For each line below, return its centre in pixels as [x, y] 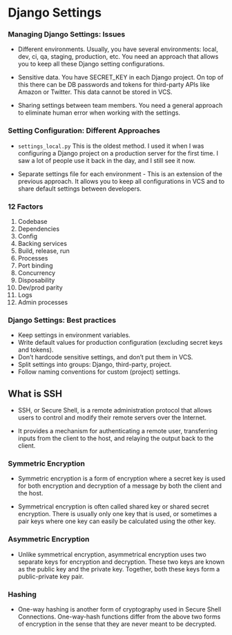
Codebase [32, 222]
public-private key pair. [51, 576]
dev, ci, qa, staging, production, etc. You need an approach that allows [118, 57]
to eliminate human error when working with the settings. [99, 113]
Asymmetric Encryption [49, 539]
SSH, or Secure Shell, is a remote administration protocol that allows [115, 410]
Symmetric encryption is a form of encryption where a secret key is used [122, 479]
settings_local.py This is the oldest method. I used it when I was [111, 146]
